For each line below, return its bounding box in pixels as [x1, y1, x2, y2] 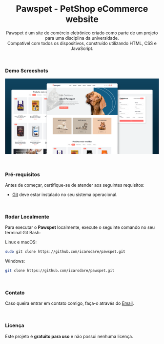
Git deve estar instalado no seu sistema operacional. [12, 192, 118, 197]
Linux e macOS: [5, 239, 37, 245]
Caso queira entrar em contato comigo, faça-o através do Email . [5, 300, 134, 306]
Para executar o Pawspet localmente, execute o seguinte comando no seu [5, 224, 155, 230]
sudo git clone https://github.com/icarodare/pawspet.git [5, 249, 125, 254]
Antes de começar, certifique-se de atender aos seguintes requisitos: [5, 182, 145, 188]
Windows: [5, 258, 25, 264]
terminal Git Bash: [5, 230, 41, 236]
